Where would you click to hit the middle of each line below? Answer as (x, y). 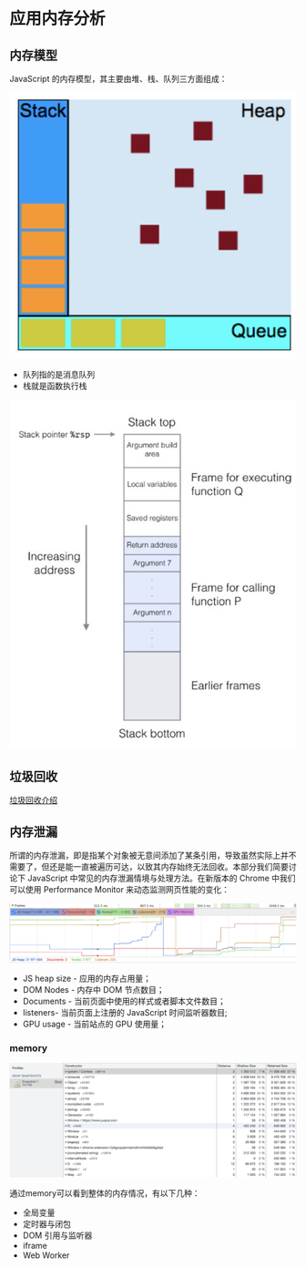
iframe (35, 1246)
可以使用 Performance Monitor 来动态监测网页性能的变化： (120, 890)
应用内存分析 (58, 19)
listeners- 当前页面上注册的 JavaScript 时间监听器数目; (125, 1013)
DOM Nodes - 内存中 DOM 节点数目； (93, 990)
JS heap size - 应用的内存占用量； (87, 979)
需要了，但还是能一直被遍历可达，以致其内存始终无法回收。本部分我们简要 (149, 867)
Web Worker (46, 1255)
